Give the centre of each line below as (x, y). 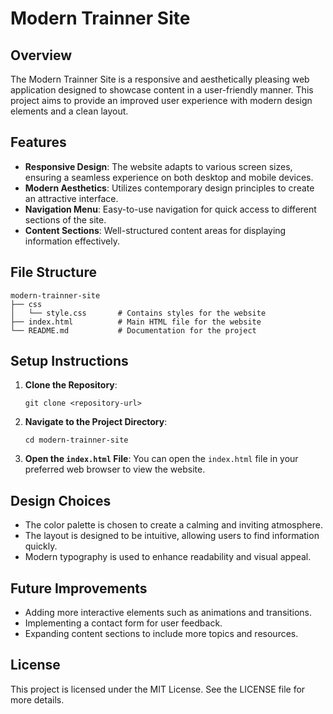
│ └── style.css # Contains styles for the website (138, 313)
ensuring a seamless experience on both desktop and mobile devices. (169, 177)
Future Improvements (79, 588)
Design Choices (61, 500)
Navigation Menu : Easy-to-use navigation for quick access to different (170, 209)
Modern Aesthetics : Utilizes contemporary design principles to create (169, 188)
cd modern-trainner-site (76, 440)
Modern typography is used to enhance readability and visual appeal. (168, 557)
